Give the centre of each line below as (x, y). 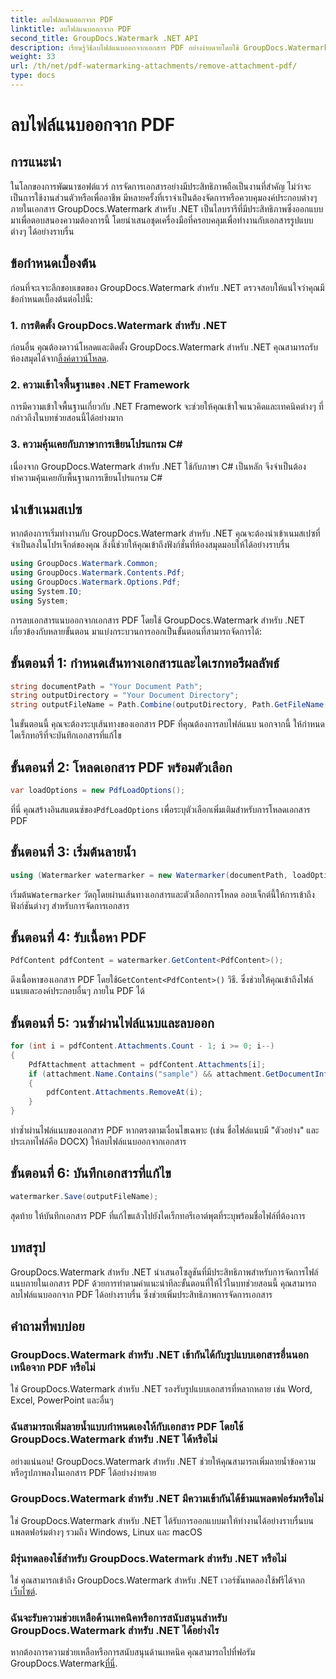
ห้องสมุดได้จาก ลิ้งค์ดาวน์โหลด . (60, 358)
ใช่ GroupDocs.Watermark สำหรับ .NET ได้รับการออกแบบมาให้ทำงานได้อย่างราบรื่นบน (162, 1520)
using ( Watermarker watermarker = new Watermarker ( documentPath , (149, 875)
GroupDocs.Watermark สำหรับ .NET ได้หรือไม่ (114, 1439)
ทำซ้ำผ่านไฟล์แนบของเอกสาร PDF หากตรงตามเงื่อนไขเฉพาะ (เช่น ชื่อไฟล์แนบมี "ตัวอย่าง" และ (165, 1130)
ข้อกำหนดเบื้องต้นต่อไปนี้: (51, 298)
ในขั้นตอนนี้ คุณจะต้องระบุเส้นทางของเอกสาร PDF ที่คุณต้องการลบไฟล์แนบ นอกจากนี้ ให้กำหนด (167, 724)
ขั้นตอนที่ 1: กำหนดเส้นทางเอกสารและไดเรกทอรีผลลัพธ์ (145, 663)
